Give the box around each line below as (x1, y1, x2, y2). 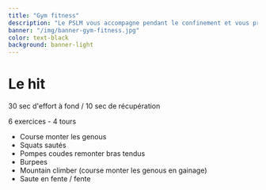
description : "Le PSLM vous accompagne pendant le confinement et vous (8, 19, 249, 27)
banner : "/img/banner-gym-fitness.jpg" (8, 26, 140, 34)
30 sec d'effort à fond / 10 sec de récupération (8, 101, 161, 111)
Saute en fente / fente (19, 174, 91, 184)
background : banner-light (8, 41, 93, 49)
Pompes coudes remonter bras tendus (19, 149, 146, 158)
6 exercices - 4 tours (8, 116, 77, 127)
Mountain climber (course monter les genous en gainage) (19, 165, 207, 175)
